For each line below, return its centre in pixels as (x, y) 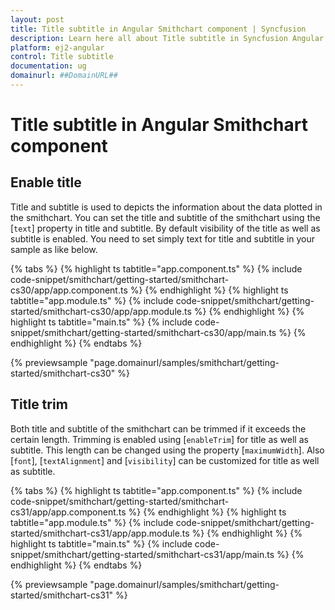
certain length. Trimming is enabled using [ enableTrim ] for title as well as (159, 439)
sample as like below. (54, 249)
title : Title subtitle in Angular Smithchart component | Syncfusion (158, 29)
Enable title (46, 182)
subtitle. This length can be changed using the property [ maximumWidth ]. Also (167, 450)
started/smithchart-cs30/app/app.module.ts (101, 311)
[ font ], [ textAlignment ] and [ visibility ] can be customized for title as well (165, 460)
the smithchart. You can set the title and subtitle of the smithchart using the (165, 217)
